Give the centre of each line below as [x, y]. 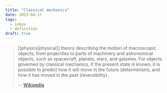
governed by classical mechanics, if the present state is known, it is [89, 64]
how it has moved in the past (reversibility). [63, 75]
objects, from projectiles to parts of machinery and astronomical [85, 53]
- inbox [18, 24]
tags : [11, 19]
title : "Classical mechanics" [38, 10]
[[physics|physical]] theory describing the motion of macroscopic [87, 48]
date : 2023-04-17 [24, 15]
